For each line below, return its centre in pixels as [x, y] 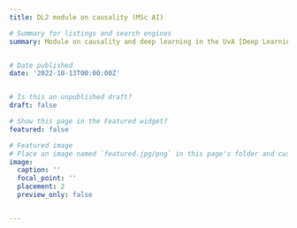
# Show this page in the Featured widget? [88, 121]
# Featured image [41, 145]
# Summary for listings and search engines [91, 33]
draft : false [33, 106]
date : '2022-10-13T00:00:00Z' [65, 73]
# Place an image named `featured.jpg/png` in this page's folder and [142, 154]
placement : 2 [41, 186]
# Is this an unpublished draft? [71, 97]
